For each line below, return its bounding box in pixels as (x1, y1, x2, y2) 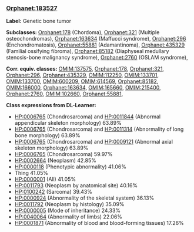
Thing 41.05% (14, 170, 49, 177)
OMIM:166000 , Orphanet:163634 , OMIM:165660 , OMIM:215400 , (6, 84, 161, 91)
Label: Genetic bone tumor (6, 18, 72, 25)
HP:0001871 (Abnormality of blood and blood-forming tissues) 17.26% (14, 220, 184, 227)
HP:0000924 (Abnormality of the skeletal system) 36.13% (14, 194, 155, 201)
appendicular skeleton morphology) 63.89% (14, 120, 122, 127)
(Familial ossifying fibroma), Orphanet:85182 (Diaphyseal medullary (6, 48, 169, 55)
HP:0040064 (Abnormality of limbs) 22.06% (14, 213, 122, 220)
